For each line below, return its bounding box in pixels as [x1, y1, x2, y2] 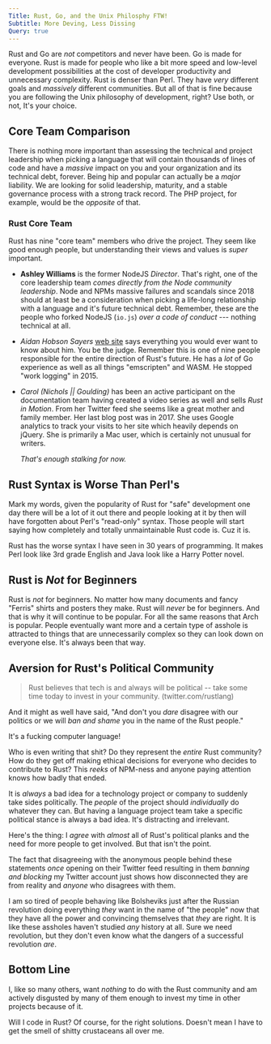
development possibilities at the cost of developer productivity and [8, 67, 231, 76]
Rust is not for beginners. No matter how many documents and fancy [8, 595, 239, 604]
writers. [19, 439, 46, 449]
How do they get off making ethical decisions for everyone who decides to [8, 755, 257, 765]
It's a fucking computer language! [8, 731, 121, 741]
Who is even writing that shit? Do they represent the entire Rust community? [8, 747, 262, 757]
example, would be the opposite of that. [8, 198, 142, 208]
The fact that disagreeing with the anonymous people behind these [8, 854, 232, 864]
